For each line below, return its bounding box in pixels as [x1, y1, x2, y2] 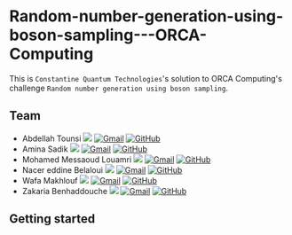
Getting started [9, 211, 96, 227]
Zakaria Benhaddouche [21, 185, 108, 196]
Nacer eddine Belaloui [21, 164, 104, 175]
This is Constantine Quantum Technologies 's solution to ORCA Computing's [9, 73, 282, 83]
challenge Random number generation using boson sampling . [9, 82, 229, 93]
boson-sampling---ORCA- [9, 25, 207, 45]
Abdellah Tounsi [21, 133, 82, 144]
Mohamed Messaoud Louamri [21, 153, 132, 165]
